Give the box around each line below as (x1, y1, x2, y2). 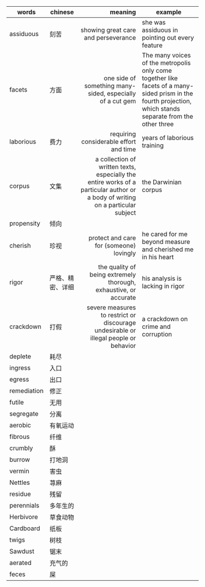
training (142, 141, 164, 149)
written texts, (98, 163, 136, 171)
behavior (110, 342, 136, 350)
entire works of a (87, 178, 136, 186)
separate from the (142, 113, 193, 120)
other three (142, 120, 174, 128)
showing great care (80, 26, 136, 34)
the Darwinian (142, 178, 182, 186)
